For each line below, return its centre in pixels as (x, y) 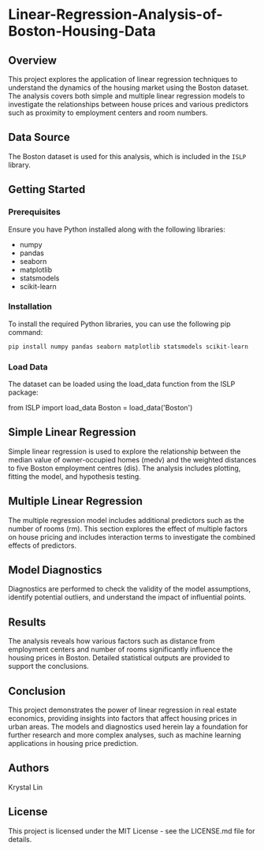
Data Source (39, 137)
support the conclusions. (48, 666)
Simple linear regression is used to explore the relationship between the (125, 451)
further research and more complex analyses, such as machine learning (125, 735)
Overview (33, 60)
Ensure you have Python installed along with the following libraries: (117, 229)
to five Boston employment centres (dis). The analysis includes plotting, (125, 468)
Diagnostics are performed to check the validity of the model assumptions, (129, 589)
